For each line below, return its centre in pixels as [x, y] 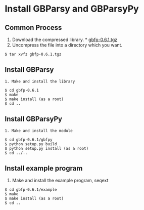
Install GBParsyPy [34, 119]
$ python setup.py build [31, 144]
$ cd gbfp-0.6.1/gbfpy [29, 140]
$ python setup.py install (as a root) [47, 148]
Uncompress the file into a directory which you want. [67, 45]
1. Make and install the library [40, 81]
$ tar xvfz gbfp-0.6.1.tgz [33, 54]
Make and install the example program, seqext [60, 181]
